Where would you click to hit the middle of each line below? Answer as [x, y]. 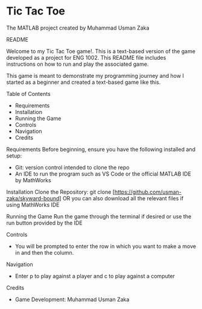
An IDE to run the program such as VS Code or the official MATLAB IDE [103, 174]
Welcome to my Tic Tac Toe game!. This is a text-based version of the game [101, 51]
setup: [14, 156]
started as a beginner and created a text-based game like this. [84, 82]
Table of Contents [29, 94]
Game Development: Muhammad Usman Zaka [72, 299]
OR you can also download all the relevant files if [123, 198]
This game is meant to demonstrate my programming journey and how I [95, 75]
